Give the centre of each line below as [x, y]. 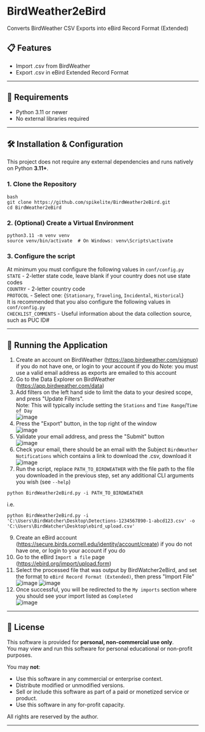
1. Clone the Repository [42, 184]
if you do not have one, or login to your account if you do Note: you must [107, 366]
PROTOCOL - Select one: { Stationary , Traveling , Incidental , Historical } [96, 295]
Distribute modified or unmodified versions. [70, 685]
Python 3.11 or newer [42, 112]
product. [26, 698]
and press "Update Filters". [50, 399]
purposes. [20, 655]
